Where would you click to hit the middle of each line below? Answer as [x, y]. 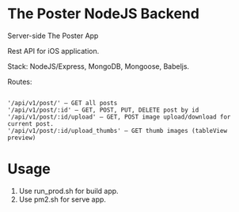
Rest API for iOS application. [53, 51]
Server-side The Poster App [53, 36]
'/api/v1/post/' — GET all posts [63, 103]
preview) [22, 138]
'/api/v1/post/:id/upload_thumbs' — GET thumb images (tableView [117, 131]
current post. [31, 123]
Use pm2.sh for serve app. [62, 199]
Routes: [20, 81]
